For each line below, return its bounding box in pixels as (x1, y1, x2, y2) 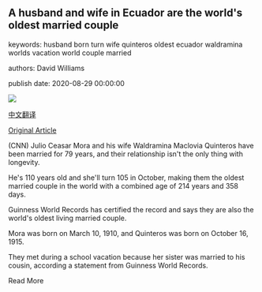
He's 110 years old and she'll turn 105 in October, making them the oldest (8, 173, 245, 182)
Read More (8, 275, 44, 285)
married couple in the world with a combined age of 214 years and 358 (8, 181, 239, 190)
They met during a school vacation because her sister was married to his (8, 252, 245, 261)
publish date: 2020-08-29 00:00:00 (8, 78, 125, 88)
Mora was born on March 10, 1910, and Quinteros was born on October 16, (8, 228, 249, 238)
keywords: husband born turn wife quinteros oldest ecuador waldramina (8, 39, 243, 49)
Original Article (8, 125, 57, 135)
